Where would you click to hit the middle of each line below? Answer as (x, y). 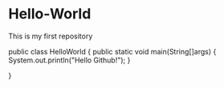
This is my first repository (51, 36)
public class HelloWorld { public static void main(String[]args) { (112, 51)
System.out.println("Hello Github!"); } (69, 60)
